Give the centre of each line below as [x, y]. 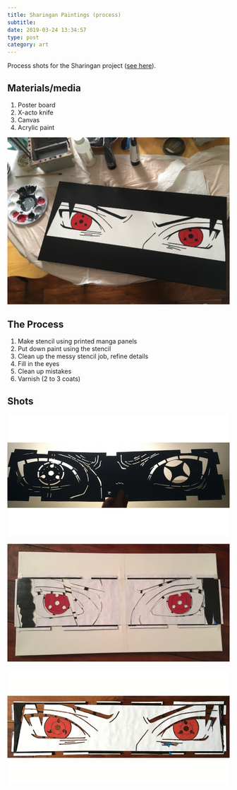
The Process [36, 324]
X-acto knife [36, 112]
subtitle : [22, 22]
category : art [28, 45]
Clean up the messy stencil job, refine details [83, 356]
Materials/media [44, 88]
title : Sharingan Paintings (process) [64, 15]
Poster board [36, 105]
